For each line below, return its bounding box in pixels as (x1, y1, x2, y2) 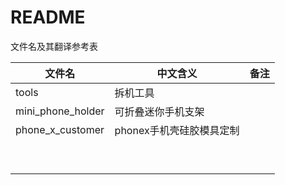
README (10, 6, 86, 29)
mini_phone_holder (15, 104, 105, 118)
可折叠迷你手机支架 (114, 104, 205, 118)
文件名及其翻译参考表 (10, 40, 98, 52)
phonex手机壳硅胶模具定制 (114, 123, 240, 137)
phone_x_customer (15, 122, 105, 136)
